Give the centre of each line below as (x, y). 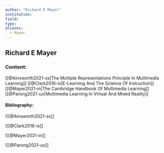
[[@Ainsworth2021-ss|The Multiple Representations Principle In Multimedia (82, 78)
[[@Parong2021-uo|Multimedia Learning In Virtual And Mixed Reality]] (77, 94)
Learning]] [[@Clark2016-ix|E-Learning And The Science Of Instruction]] (80, 83)
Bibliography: (19, 105)
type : (11, 24)
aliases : (14, 28)
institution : (19, 14)
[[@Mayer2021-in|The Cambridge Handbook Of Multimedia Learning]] (77, 88)
